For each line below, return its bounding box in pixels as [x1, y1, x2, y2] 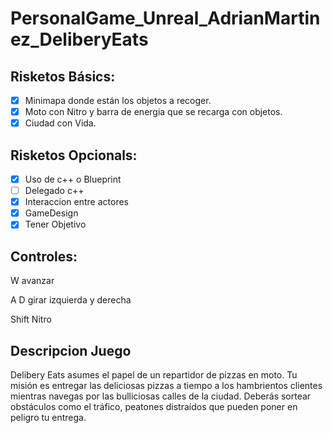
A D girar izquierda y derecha [10, 294, 132, 306]
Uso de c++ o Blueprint [24, 173, 122, 185]
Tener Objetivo [24, 218, 87, 231]
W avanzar [10, 275, 55, 287]
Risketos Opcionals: [10, 147, 138, 164]
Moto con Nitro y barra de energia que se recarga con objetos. [24, 106, 283, 118]
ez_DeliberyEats [10, 28, 149, 51]
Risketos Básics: [10, 68, 116, 85]
